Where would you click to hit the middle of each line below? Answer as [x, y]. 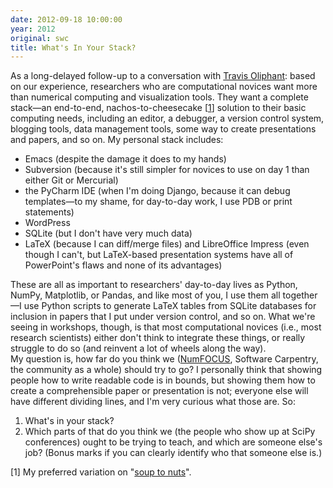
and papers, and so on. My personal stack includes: [117, 140]
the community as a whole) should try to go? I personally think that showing [166, 370]
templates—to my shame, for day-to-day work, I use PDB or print [158, 202]
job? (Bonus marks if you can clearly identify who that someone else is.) [173, 453]
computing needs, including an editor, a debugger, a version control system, [167, 118]
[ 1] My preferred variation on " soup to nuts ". [101, 472]
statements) [49, 212]
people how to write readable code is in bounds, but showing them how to [163, 380]
